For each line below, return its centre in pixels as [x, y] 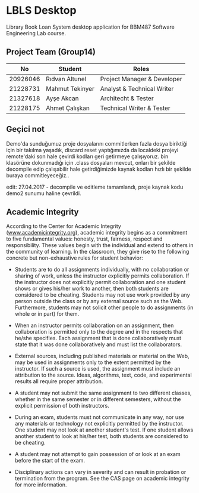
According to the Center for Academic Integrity [64, 226]
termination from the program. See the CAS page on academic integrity [102, 479]
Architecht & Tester [127, 98]
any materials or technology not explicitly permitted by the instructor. [99, 424]
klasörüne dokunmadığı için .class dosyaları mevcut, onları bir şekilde [91, 162]
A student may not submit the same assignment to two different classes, [103, 393]
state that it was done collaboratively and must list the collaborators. [98, 344]
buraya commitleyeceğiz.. [38, 175]
